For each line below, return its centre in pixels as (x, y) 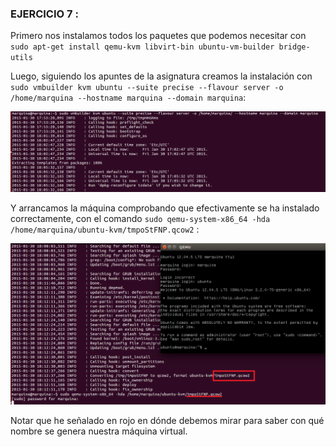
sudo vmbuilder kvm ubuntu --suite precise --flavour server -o (147, 88)
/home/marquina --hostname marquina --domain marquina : (128, 98)
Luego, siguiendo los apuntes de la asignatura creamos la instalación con (161, 76)
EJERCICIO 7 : (44, 14)
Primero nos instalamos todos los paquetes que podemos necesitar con (158, 36)
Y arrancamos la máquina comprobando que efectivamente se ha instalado (165, 208)
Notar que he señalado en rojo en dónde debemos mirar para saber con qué (167, 421)
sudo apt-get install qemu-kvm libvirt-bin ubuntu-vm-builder (142, 47)
